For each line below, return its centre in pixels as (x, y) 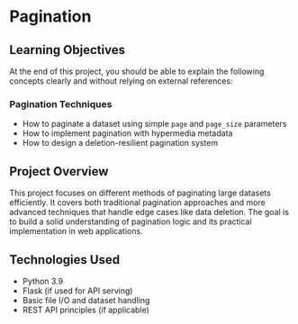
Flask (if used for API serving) (77, 291)
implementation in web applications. (76, 231)
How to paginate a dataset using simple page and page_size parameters (154, 124)
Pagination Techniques (61, 103)
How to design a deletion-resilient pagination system (120, 143)
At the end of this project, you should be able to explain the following (137, 71)
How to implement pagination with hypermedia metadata (127, 133)
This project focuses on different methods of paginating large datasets (140, 193)
